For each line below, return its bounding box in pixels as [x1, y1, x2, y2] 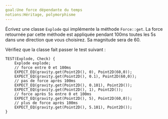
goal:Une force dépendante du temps [5, 7, 82, 13]
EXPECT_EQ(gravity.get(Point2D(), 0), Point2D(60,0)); [14, 69, 133, 75]
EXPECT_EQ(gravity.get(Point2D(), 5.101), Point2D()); [14, 104, 133, 110]
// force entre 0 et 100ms [14, 65, 71, 70]
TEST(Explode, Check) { [5, 56, 56, 61]
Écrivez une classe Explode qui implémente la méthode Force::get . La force [5, 26, 163, 32]
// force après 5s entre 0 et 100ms [14, 91, 92, 96]
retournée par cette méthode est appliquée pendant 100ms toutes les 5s [5, 31, 156, 37]
